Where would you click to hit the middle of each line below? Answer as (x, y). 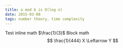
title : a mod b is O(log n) (34, 10)
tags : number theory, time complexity (45, 19)
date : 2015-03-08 (23, 14)
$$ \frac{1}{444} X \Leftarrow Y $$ (83, 41)
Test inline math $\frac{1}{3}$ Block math (47, 33)
